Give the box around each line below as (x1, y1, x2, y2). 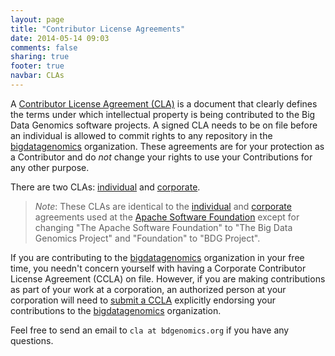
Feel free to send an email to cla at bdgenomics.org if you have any (10, 324, 290, 336)
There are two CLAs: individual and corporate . (10, 181, 201, 193)
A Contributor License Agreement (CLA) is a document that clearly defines (10, 97, 318, 110)
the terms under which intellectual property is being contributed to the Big (10, 108, 316, 120)
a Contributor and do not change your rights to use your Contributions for (10, 151, 313, 163)
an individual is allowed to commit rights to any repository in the (10, 129, 273, 141)
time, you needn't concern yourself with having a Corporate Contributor (10, 262, 307, 274)
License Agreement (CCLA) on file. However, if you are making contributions (10, 272, 326, 285)
